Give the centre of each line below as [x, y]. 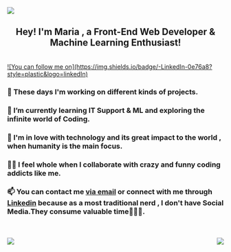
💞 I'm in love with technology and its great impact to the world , [114, 137]
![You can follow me [35, 66]
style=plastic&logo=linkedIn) [47, 74]
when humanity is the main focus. [65, 146]
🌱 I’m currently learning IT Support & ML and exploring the [106, 110]
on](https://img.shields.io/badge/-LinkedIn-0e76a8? [139, 66]
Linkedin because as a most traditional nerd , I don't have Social [115, 203]
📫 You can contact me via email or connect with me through [110, 192]
